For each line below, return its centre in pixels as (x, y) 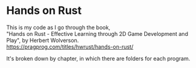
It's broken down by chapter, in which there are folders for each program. (98, 58)
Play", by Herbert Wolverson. (43, 40)
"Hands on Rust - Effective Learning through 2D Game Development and (97, 33)
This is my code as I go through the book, (58, 27)
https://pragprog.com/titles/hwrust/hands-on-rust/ (70, 47)
